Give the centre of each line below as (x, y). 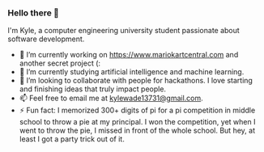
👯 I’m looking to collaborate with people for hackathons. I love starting (136, 81)
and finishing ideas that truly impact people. (93, 89)
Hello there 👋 (34, 13)
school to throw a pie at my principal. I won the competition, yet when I (137, 122)
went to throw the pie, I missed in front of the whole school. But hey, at (137, 131)
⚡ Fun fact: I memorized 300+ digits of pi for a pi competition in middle (137, 110)
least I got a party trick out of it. (72, 139)
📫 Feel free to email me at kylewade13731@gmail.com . (111, 98)
